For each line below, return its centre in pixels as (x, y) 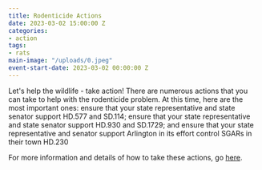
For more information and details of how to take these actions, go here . (125, 157)
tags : (17, 46)
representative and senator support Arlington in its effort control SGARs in (130, 133)
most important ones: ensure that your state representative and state (122, 107)
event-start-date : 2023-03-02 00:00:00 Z (79, 68)
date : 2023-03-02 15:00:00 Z (57, 23)
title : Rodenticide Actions (55, 16)
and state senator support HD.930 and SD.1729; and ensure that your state (131, 124)
